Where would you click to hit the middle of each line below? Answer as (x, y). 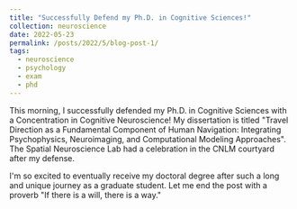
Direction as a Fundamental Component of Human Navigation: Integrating (145, 129)
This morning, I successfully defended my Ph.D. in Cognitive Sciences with (148, 110)
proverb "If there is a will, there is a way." (85, 195)
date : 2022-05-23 (42, 34)
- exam (30, 77)
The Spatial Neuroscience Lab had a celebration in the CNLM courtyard (142, 149)
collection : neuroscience (58, 26)
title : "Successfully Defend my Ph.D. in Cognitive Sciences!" (130, 18)
